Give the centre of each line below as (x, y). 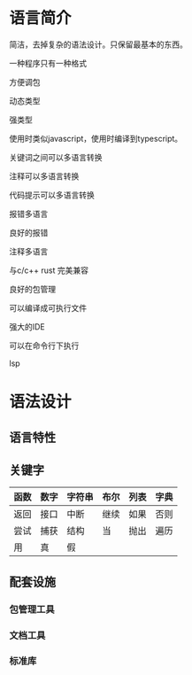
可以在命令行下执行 (44, 345)
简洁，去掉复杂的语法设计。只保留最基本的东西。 (98, 44)
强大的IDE (27, 326)
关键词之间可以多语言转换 (56, 157)
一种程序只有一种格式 (48, 63)
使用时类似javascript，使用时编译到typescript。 (96, 138)
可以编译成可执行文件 (48, 307)
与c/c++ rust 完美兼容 (49, 270)
